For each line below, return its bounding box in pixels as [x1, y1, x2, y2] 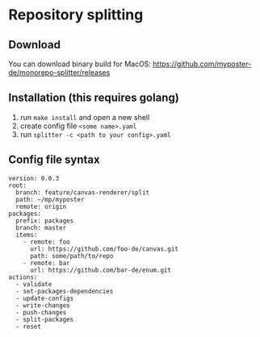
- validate [15, 280, 52, 288]
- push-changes [15, 308, 67, 316]
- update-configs [15, 294, 74, 302]
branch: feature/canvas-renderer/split [15, 188, 150, 197]
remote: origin [15, 202, 67, 210]
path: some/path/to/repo [29, 252, 114, 260]
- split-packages [15, 315, 74, 323]
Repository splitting [8, 6, 144, 24]
